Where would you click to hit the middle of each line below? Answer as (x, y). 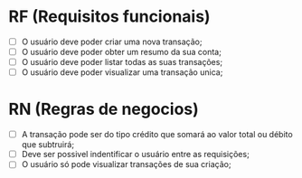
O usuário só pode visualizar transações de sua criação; (126, 164)
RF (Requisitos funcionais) (109, 17)
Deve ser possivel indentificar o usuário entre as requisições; (135, 155)
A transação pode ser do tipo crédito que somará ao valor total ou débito (157, 135)
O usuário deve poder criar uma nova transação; (112, 42)
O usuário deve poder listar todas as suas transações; (122, 62)
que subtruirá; (47, 145)
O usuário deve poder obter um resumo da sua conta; (122, 52)
